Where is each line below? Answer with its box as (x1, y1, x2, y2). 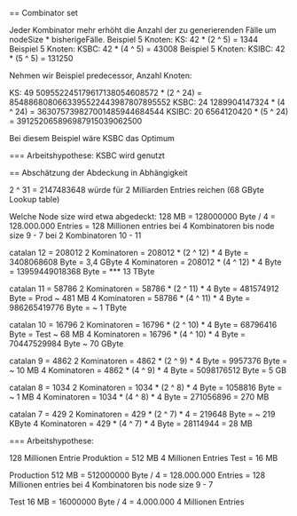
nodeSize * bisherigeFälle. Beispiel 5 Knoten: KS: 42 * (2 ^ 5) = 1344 (9, 35, 259, 44)
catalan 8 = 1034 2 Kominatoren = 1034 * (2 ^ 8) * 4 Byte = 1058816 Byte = (9, 382, 283, 393)
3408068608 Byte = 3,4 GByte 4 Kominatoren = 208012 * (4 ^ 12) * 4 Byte (9, 257, 282, 267)
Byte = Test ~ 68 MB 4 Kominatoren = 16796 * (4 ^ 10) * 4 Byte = (9, 329, 246, 339)
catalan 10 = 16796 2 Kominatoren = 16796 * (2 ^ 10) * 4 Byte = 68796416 (9, 320, 277, 329)
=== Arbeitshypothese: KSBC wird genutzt (9, 150, 166, 161)
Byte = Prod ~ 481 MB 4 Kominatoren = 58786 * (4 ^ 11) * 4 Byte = (9, 293, 251, 303)
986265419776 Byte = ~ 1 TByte (9, 302, 127, 313)
